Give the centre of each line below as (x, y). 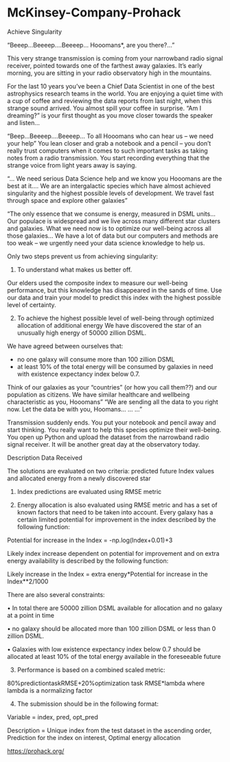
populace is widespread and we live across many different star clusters (120, 221)
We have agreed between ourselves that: (65, 346)
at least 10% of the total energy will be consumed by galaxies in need (115, 366)
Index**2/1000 (28, 581)
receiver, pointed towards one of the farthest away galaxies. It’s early (105, 65)
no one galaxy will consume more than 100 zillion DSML (96, 359)
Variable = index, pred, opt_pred (53, 717)
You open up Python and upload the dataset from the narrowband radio (108, 437)
